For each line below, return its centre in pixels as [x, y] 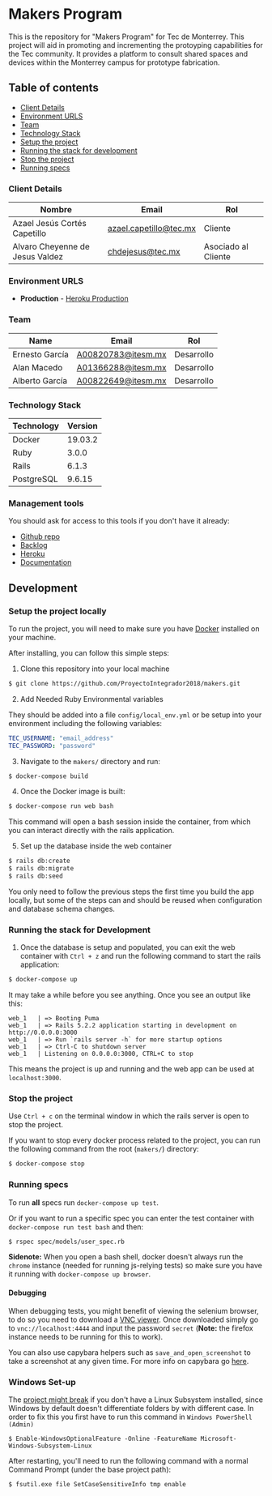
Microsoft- [219, 1438]
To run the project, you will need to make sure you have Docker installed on [134, 628]
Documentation [46, 562]
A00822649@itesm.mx [122, 380]
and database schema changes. [62, 908]
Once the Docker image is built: [72, 792]
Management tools [46, 503]
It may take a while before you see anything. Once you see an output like [130, 995]
